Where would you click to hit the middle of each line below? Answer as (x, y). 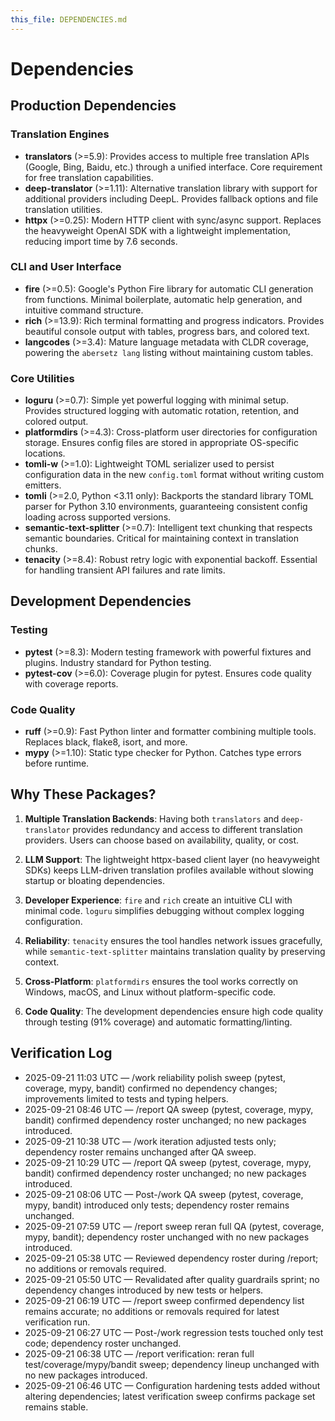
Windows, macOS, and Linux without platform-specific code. (150, 992)
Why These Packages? (83, 794)
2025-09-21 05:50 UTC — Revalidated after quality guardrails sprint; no (172, 1279)
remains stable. (56, 1407)
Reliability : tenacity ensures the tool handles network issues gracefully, (173, 940)
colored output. (56, 422)
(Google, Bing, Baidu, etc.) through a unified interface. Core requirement (173, 167)
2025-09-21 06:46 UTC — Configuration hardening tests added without (172, 1385)
